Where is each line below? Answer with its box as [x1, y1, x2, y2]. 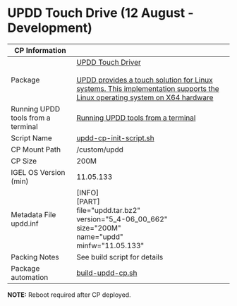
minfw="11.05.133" [76, 240, 145, 250]
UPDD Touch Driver [76, 57, 141, 67]
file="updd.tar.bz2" [76, 205, 141, 215]
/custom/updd [76, 145, 123, 154]
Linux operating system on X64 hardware [76, 92, 214, 102]
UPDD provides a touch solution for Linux [76, 75, 213, 85]
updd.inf [11, 219, 39, 228]
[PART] [76, 196, 100, 206]
